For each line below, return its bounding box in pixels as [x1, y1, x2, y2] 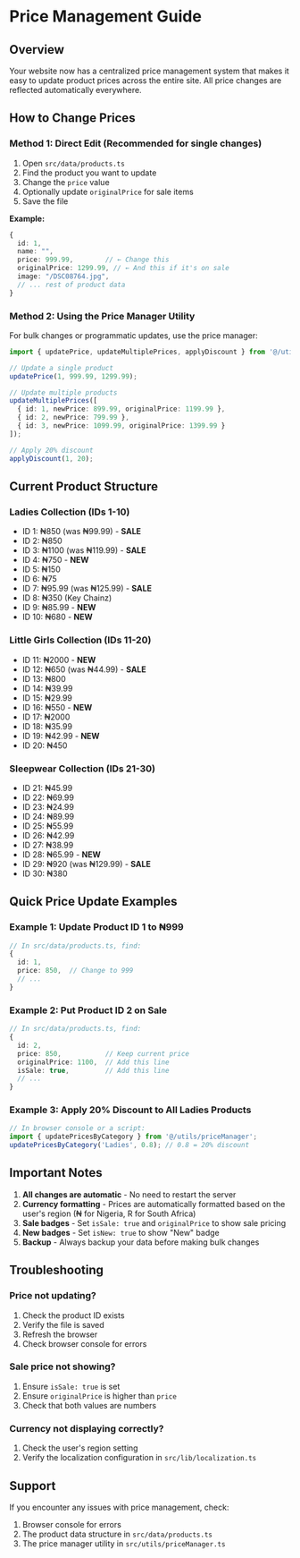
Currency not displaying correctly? [9, 1422, 164, 1435]
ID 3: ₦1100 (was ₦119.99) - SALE [21, 545, 146, 556]
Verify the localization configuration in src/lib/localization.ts [21, 1452, 257, 1463]
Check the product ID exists [21, 1309, 125, 1321]
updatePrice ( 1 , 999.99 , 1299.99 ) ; [9, 371, 138, 381]
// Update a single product [9, 363, 114, 372]
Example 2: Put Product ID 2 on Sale [9, 1004, 168, 1017]
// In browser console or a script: [9, 1124, 146, 1133]
